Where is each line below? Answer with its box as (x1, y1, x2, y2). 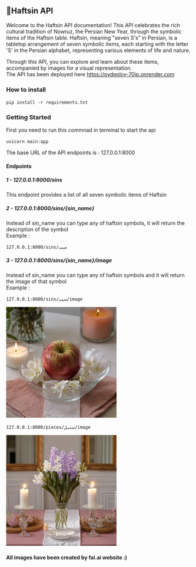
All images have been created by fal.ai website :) (6, 553, 128, 561)
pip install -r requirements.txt (6, 100, 88, 106)
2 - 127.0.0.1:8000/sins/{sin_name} (6, 204, 95, 211)
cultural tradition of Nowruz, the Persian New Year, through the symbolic (6, 28, 182, 35)
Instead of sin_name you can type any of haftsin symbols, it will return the (6, 219, 185, 226)
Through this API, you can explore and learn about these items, (6, 58, 159, 65)
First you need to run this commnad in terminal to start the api (6, 126, 156, 133)
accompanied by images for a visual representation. (6, 64, 132, 71)
